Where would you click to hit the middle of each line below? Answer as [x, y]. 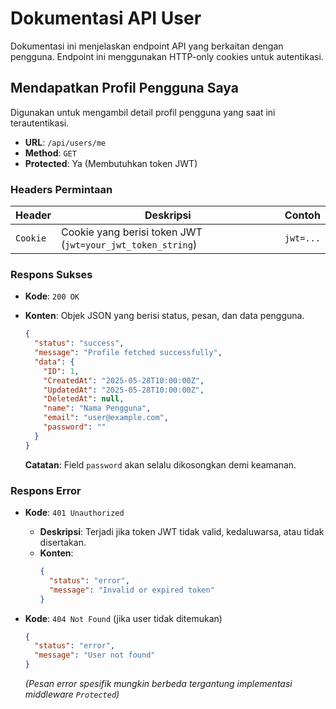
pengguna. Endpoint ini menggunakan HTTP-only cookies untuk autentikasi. [167, 56]
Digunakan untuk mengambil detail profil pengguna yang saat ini [143, 112]
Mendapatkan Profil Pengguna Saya [124, 88]
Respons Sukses [51, 274]
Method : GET [50, 153]
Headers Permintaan [61, 189]
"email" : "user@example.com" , [106, 418]
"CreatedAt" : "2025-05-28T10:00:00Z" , [124, 380]
